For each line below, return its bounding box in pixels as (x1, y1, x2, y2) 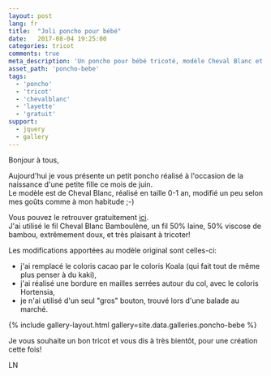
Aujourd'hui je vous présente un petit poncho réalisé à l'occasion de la (8, 171, 243, 180)
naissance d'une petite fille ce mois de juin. (8, 179, 153, 189)
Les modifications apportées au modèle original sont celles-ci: (8, 245, 217, 255)
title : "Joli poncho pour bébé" (8, 27, 122, 35)
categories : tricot (8, 42, 75, 50)
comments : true (8, 50, 60, 58)
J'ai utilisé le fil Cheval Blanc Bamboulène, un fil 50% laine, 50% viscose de (8, 221, 262, 231)
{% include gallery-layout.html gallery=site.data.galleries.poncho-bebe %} (8, 320, 257, 330)
